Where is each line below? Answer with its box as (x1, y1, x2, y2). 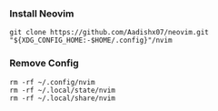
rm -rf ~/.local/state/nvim (9, 86, 116, 95)
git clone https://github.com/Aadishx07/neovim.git (9, 28, 209, 37)
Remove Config (9, 57, 79, 70)
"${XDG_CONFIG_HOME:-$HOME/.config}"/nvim (9, 35, 173, 45)
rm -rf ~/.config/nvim (9, 77, 95, 86)
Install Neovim (9, 7, 74, 20)
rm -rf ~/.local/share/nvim (9, 94, 116, 103)
